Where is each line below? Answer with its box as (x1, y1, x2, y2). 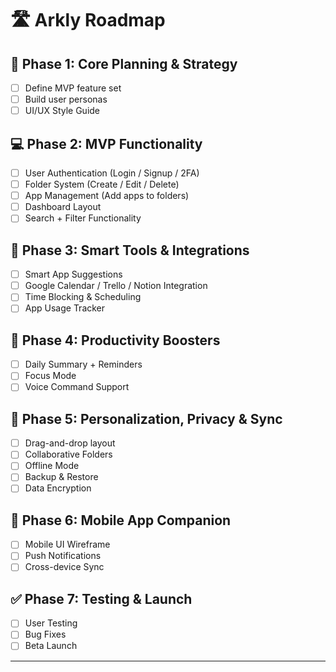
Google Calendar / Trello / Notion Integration (24, 280, 208, 292)
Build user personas (24, 93, 108, 106)
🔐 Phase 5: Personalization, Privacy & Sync (10, 410, 283, 427)
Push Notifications (24, 550, 102, 562)
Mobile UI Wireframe (24, 538, 111, 551)
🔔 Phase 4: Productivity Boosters (10, 332, 221, 349)
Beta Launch (24, 640, 78, 652)
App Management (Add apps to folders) (24, 190, 190, 202)
